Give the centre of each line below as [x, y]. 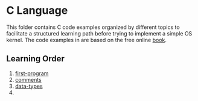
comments [28, 79]
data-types [29, 86]
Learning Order [36, 59]
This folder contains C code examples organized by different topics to [93, 27]
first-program [32, 73]
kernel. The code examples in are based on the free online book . [87, 40]
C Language [37, 11]
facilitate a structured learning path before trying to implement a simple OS [99, 33]
